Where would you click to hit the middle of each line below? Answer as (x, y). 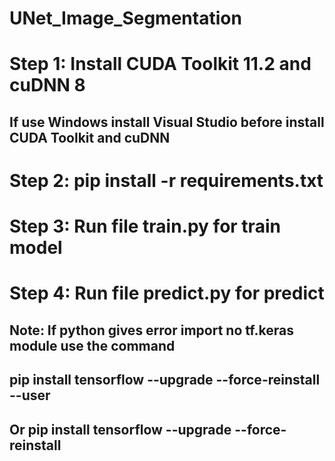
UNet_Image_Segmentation (125, 18)
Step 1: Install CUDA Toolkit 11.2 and (160, 64)
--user (30, 395)
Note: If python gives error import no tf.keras (151, 330)
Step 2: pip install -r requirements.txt (166, 180)
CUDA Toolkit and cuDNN (90, 137)
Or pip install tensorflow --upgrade (120, 429)
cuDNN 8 (47, 85)
